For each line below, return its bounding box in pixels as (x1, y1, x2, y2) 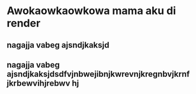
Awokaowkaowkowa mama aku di (7, 4, 176, 18)
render (7, 16, 41, 30)
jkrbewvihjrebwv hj (7, 78, 79, 88)
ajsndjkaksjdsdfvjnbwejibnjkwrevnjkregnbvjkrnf (7, 69, 190, 79)
